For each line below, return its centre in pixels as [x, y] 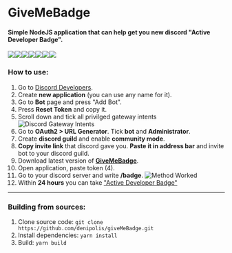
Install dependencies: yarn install [67, 235]
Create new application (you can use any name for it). [95, 94]
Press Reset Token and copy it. [62, 109]
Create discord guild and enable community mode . [91, 139]
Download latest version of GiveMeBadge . [78, 161]
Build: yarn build [42, 242]
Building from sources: [47, 207]
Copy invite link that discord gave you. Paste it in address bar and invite [121, 145]
